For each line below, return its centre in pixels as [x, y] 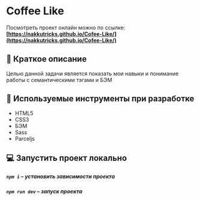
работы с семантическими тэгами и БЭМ [59, 80]
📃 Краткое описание [46, 59]
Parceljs [25, 138]
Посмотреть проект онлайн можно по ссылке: [66, 28]
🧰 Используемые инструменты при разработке [100, 99]
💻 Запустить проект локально [67, 158]
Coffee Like [35, 11]
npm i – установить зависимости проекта [61, 176]
